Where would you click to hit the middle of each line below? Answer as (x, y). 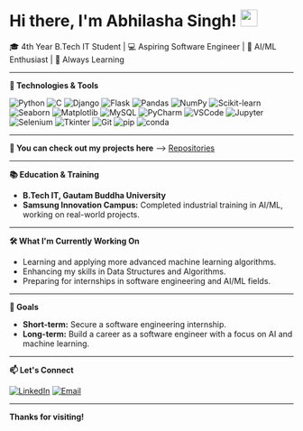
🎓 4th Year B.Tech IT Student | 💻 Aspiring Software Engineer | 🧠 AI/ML (143, 46)
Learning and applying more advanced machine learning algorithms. (149, 261)
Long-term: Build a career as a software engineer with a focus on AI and (157, 334)
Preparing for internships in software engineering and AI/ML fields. (147, 280)
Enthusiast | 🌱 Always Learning (67, 60)
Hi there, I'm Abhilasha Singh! (123, 21)
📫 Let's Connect (41, 370)
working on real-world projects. (81, 214)
